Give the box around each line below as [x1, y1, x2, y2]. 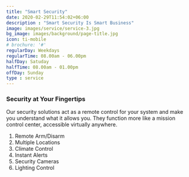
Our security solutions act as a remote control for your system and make [6, 108, 184, 116]
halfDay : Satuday [6, 58, 49, 64]
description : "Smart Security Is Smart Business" [6, 20, 134, 26]
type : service [6, 75, 44, 81]
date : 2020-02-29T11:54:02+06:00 [6, 14, 89, 20]
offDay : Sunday [6, 70, 44, 76]
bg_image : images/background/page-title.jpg [6, 31, 118, 37]
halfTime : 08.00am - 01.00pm [6, 64, 78, 70]
